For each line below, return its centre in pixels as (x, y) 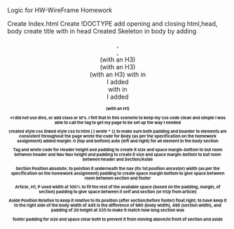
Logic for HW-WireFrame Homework (60, 10)
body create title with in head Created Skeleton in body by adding (102, 31)
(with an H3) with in (118, 74)
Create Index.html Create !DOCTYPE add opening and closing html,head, (112, 23)
